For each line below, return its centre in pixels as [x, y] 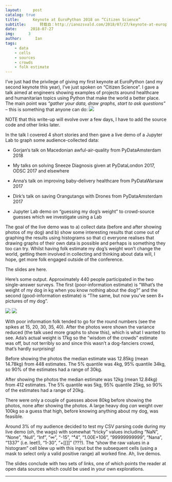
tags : [11, 43]
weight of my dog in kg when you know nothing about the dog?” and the [81, 290]
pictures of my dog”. [27, 301]
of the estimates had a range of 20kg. [45, 390]
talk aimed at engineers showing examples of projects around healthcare [82, 93]
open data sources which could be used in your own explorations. [75, 469]
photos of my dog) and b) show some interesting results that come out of [82, 232]
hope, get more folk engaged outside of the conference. [64, 259]
